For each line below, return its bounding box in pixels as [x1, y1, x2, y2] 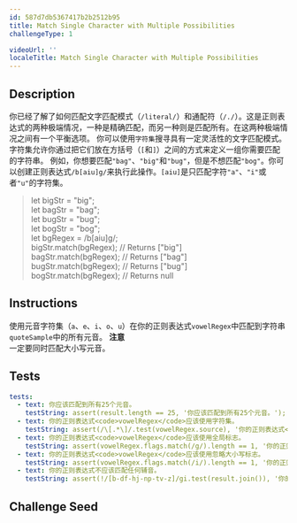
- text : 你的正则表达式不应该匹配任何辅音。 [17, 466, 161, 475]
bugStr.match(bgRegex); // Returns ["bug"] [30, 260, 188, 271]
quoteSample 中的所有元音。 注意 [9, 331, 126, 342]
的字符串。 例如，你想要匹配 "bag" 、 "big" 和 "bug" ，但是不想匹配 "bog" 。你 [9, 155, 277, 165]
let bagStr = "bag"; [30, 204, 100, 215]
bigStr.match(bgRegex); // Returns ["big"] [30, 242, 183, 252]
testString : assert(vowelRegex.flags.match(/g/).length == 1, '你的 [25, 442, 280, 450]
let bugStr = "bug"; [30, 213, 100, 224]
